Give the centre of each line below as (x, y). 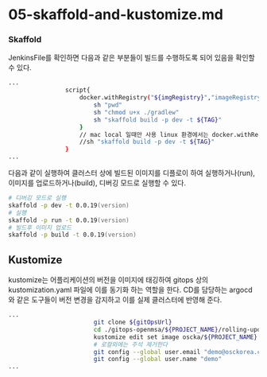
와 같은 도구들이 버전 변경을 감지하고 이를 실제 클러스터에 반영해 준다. (115, 300)
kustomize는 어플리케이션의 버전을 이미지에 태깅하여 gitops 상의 (108, 280)
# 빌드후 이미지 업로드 (40, 227)
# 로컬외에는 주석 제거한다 (131, 344)
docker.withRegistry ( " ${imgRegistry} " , (145, 98)
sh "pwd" (108, 105)
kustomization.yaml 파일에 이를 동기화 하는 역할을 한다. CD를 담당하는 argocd (130, 290)
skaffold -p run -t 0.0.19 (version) (69, 220)
